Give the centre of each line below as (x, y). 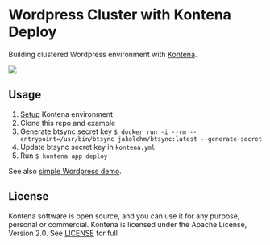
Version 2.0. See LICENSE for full (63, 233)
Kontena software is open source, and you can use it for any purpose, (124, 216)
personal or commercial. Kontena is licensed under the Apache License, (128, 224)
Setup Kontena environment (66, 114)
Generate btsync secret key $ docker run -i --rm (103, 131)
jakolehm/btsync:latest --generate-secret (190, 139)
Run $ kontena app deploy (64, 156)
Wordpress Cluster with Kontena (120, 15)
